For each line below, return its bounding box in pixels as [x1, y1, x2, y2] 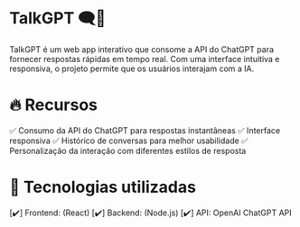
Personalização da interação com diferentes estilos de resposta [9, 145, 247, 156]
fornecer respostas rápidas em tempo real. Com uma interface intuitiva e [9, 53, 280, 64]
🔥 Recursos [9, 95, 98, 115]
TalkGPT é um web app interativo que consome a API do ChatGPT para [9, 43, 274, 55]
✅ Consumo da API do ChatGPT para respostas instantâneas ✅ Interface [9, 124, 281, 136]
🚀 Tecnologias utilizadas [9, 177, 197, 197]
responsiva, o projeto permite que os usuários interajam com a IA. [9, 63, 255, 74]
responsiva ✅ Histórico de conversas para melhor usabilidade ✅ [9, 135, 248, 146]
